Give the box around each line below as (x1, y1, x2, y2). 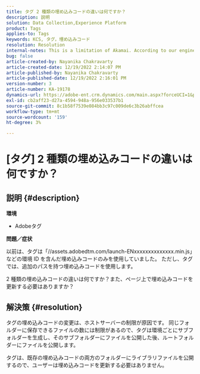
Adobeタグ (14, 222, 42, 230)
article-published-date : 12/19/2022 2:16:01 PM (6, 75, 127, 81)
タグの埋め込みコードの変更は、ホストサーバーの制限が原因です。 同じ (6, 319, 180, 326)
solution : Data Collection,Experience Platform (6, 20, 127, 26)
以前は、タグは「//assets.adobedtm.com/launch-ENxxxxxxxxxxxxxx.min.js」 (6, 248, 192, 255)
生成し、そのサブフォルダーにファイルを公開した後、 (32, 333, 162, 341)
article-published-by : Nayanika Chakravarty (6, 70, 118, 76)
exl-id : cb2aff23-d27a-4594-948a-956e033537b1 (6, 97, 124, 103)
